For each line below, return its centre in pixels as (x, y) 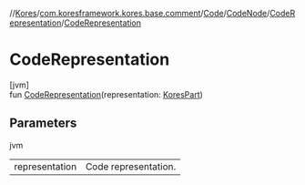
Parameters (43, 123)
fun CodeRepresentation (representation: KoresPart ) (106, 94)
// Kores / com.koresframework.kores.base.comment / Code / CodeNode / (140, 13)
